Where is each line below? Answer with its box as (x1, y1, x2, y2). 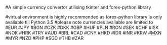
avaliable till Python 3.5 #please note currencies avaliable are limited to (5, 19, 153, 25)
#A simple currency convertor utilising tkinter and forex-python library (5, 4, 151, 10)
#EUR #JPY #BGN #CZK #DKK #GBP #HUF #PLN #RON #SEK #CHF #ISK (5, 24, 159, 30)
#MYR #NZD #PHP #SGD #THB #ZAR (5, 35, 84, 41)
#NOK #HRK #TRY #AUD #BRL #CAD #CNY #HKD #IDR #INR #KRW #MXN (5, 30, 162, 35)
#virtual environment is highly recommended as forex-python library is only (5, 14, 162, 19)
